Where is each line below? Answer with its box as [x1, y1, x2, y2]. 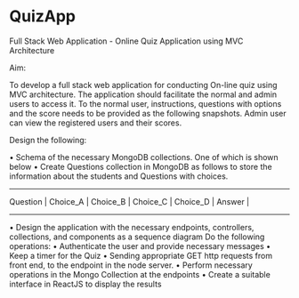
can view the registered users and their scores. [9, 117, 182, 128]
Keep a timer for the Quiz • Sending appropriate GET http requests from [9, 250, 273, 261]
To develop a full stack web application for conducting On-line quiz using [9, 79, 278, 90]
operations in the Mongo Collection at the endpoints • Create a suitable [9, 269, 271, 279]
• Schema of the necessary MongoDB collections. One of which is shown [9, 151, 279, 162]
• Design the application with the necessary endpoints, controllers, [9, 221, 255, 232]
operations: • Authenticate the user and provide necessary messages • [9, 240, 271, 251]
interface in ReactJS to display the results [9, 278, 162, 289]
